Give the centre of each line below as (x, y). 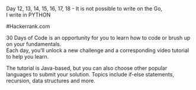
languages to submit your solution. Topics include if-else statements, (90, 74)
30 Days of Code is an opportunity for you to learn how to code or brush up (98, 38)
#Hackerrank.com (28, 26)
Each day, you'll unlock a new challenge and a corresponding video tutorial (98, 50)
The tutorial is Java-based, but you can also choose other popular (87, 68)
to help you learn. (28, 57)
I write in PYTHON (28, 15)
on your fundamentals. (34, 44)
